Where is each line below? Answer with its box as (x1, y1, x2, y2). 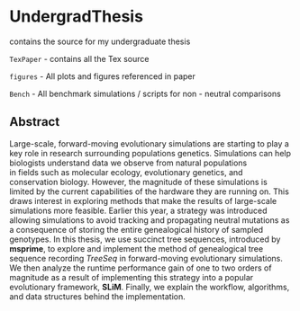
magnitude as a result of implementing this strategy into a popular (9, 271, 254, 282)
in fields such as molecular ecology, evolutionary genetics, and (9, 166, 243, 177)
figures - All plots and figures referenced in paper (9, 70, 196, 82)
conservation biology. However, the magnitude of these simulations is (9, 176, 268, 187)
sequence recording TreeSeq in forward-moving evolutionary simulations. (9, 253, 284, 263)
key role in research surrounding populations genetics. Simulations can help (9, 147, 291, 158)
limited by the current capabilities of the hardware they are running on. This (9, 186, 290, 197)
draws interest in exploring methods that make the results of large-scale (9, 195, 277, 206)
